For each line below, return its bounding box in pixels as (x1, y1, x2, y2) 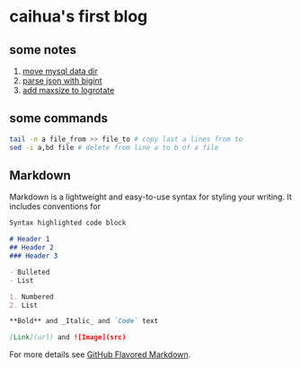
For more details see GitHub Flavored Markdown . (9, 349, 191, 360)
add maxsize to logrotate (22, 85, 115, 95)
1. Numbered (9, 292, 54, 302)
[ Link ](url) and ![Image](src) (9, 333, 127, 342)
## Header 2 (9, 243, 54, 252)
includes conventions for (9, 201, 102, 212)
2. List (9, 301, 39, 310)
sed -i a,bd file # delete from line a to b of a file (9, 143, 219, 152)
